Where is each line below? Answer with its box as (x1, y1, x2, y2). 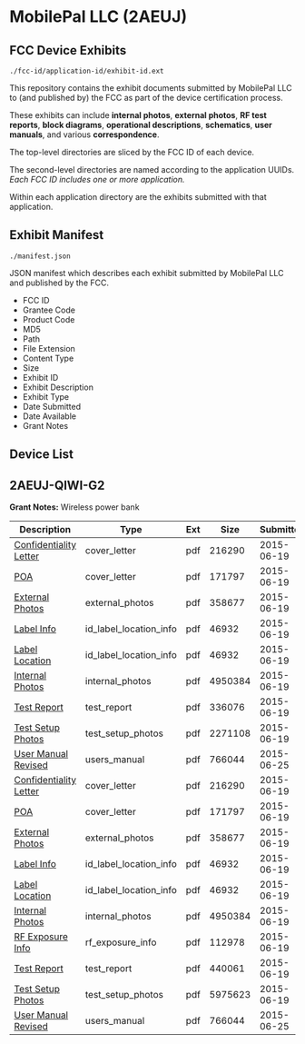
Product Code (22, 313, 75, 324)
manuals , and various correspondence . (9, 129, 160, 140)
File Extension (22, 343, 75, 353)
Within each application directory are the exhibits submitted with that (9, 192, 268, 202)
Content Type (22, 353, 74, 363)
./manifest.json (9, 252, 71, 261)
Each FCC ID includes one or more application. (9, 174, 185, 184)
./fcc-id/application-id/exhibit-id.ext (9, 66, 165, 75)
